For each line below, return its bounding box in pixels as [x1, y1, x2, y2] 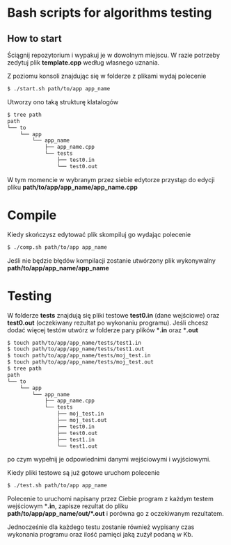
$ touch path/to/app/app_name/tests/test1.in [7, 339, 141, 346]
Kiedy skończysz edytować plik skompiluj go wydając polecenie [7, 230, 191, 238]
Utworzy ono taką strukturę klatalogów [7, 97, 119, 106]
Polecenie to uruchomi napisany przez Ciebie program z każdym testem [7, 495, 214, 503]
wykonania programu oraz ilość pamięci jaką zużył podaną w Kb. [7, 530, 193, 539]
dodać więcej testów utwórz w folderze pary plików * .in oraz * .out [7, 325, 198, 334]
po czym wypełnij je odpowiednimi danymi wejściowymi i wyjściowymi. [7, 455, 211, 464]
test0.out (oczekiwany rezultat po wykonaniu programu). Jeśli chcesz [7, 318, 209, 327]
